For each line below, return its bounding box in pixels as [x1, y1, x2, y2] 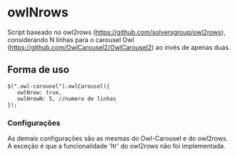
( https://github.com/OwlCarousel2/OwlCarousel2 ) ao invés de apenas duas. [7, 43, 231, 51]
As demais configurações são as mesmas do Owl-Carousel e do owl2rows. [7, 134, 228, 143]
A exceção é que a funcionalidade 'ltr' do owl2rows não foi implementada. [7, 142, 226, 151]
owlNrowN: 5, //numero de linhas [16, 95, 116, 102]
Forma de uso [7, 64, 70, 76]
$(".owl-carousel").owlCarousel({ [7, 83, 111, 90]
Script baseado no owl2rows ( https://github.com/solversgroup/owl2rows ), [7, 28, 226, 36]
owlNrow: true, [16, 88, 62, 96]
